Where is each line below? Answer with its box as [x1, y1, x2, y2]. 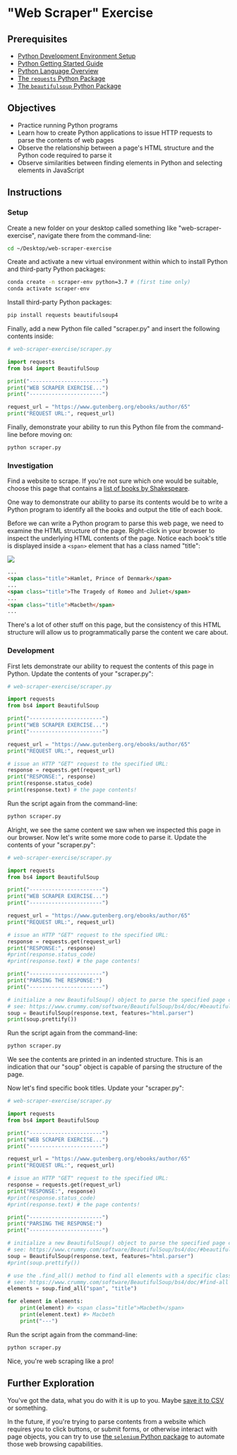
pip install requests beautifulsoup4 [7, 312, 119, 319]
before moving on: [19, 431, 73, 438]
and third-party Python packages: [7, 265, 106, 273]
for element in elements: [7, 1298, 83, 1305]
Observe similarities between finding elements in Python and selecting [17, 158, 223, 167]
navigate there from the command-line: [37, 231, 152, 239]
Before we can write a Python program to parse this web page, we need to [7, 519, 224, 527]
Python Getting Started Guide [17, 59, 104, 68]
